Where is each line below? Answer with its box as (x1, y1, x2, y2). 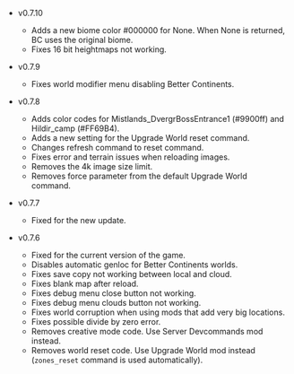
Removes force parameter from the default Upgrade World (30, 170, 248, 181)
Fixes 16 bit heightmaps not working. (30, 44, 168, 55)
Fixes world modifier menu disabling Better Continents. (30, 79, 235, 89)
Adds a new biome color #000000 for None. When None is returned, (30, 25, 285, 35)
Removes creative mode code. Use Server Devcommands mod (30, 326, 264, 336)
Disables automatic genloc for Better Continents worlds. (30, 259, 238, 270)
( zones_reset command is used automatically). (30, 354, 203, 365)
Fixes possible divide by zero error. (30, 317, 161, 326)
